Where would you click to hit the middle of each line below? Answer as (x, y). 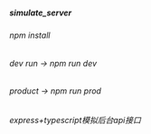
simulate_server (41, 13)
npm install (30, 35)
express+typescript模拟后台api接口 (75, 120)
